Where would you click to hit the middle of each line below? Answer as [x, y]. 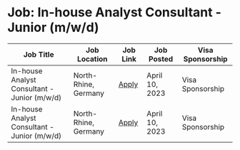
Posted [161, 59]
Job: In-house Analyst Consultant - [114, 12]
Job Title [39, 54]
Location [93, 59]
